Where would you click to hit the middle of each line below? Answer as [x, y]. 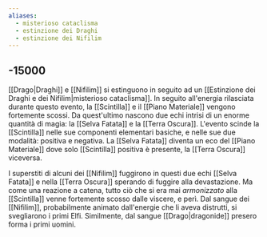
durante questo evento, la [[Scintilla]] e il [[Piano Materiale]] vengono [122, 107]
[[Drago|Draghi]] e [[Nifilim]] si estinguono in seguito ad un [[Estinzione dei [132, 90]
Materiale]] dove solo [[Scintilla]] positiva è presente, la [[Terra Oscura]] [127, 150]
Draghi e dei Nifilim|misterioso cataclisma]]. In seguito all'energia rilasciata [131, 98]
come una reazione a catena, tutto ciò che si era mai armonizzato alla [123, 191]
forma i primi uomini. [42, 224]
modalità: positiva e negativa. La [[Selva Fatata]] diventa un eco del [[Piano [132, 141]
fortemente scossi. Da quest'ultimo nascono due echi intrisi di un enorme [129, 115]
